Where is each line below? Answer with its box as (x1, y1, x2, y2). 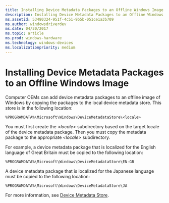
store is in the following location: (5, 105, 73, 111)
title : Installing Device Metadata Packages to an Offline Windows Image (5, 7, 164, 13)
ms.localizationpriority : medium (5, 45, 76, 50)
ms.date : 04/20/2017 (5, 26, 49, 31)
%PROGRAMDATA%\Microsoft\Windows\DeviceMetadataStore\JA (5, 183, 128, 188)
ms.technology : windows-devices (5, 40, 73, 45)
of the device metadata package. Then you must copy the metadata (5, 129, 146, 135)
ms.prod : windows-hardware (5, 36, 62, 41)
